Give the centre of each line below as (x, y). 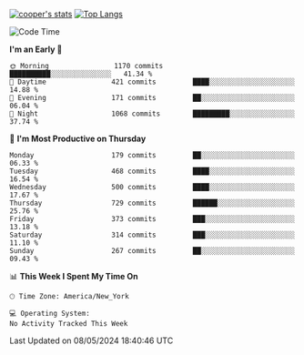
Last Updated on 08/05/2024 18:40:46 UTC (91, 340)
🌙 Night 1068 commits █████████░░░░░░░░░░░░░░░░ (152, 114)
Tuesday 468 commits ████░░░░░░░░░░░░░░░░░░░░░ (152, 171)
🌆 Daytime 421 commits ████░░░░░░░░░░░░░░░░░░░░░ (152, 82)
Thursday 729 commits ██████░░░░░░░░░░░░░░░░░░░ (152, 203)
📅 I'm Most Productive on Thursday (78, 138)
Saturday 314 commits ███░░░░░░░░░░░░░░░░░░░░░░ (152, 235)
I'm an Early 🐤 (36, 49)
